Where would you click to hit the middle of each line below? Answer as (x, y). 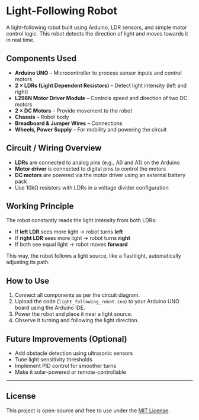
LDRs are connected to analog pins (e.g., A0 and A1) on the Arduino (97, 162)
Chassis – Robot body (42, 117)
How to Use (28, 280)
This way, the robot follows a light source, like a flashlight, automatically (94, 256)
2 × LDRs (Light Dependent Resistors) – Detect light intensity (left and (101, 85)
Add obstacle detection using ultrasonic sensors (74, 353)
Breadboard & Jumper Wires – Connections (68, 123)
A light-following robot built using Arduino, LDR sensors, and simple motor (97, 27)
